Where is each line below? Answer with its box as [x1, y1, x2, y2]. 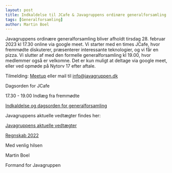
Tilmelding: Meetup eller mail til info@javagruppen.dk [5, 73, 118, 79]
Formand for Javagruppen [5, 162, 61, 168]
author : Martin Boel [5, 21, 50, 27]
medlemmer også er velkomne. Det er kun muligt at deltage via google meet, [5, 57, 167, 64]
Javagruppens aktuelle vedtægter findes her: [5, 113, 101, 119]
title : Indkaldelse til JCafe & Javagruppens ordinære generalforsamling [5, 12, 167, 17]
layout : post [5, 7, 33, 13]
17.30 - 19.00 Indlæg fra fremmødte [5, 93, 80, 99]
